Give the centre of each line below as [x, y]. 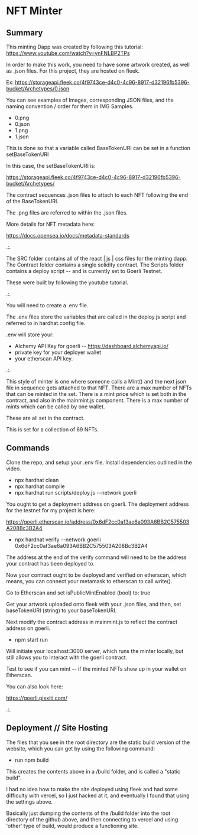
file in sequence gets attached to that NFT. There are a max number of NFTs [99, 388]
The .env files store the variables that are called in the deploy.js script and [96, 317]
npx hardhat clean [37, 480]
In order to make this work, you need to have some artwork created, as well [98, 64]
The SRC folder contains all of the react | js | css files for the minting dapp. [97, 259]
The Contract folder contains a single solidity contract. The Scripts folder [95, 265]
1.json [22, 137]
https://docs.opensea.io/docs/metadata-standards [68, 235]
